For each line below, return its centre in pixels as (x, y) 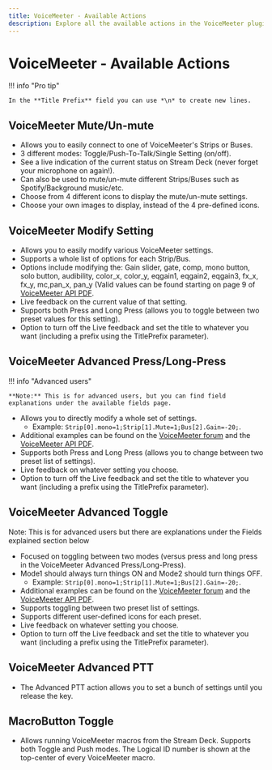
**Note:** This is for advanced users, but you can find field (117, 396)
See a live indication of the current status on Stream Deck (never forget (139, 162)
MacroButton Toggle (61, 721)
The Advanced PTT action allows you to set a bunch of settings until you (141, 687)
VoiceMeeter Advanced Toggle (88, 512)
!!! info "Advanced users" (50, 381)
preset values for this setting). (70, 319)
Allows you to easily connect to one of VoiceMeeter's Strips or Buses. (136, 145)
